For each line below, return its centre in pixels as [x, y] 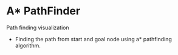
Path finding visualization [38, 27]
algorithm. [28, 45]
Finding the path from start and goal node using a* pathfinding [93, 39]
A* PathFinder [43, 11]
